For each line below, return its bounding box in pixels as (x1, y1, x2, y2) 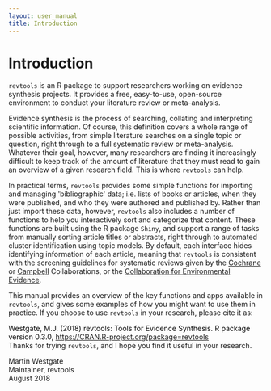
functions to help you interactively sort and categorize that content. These (8, 215, 256, 225)
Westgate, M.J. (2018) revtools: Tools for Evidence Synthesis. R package (8, 324, 251, 334)
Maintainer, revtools (8, 365, 74, 375)
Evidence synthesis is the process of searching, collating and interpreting (8, 114, 253, 124)
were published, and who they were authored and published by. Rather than (8, 198, 261, 208)
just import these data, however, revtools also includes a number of (8, 207, 235, 217)
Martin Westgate (8, 356, 64, 366)
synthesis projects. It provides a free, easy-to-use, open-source (8, 90, 222, 99)
